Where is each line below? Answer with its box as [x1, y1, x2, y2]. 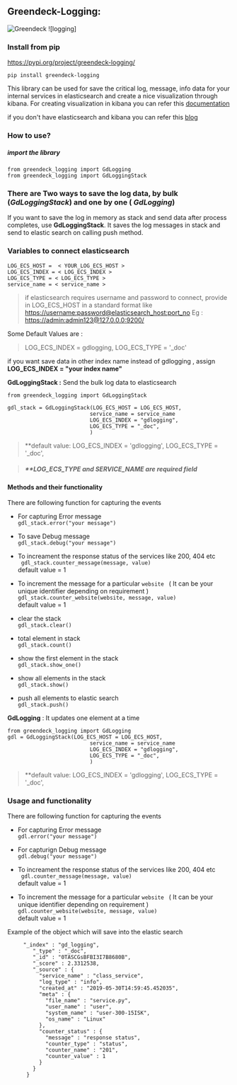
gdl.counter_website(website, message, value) [17, 908, 158, 915]
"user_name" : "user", [45, 1004, 112, 1011]
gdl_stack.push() [17, 702, 69, 709]
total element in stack [17, 634, 81, 643]
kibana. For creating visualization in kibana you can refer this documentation [7, 99, 230, 108]
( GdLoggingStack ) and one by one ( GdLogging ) [7, 197, 175, 207]
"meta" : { [38, 991, 71, 998]
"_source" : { [33, 966, 74, 973]
